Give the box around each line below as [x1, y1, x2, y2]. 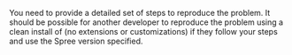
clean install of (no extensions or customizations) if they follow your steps [9, 27, 279, 36]
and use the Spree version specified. [9, 35, 143, 46]
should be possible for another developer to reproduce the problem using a [9, 17, 284, 27]
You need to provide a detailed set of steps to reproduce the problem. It [9, 8, 271, 18]
